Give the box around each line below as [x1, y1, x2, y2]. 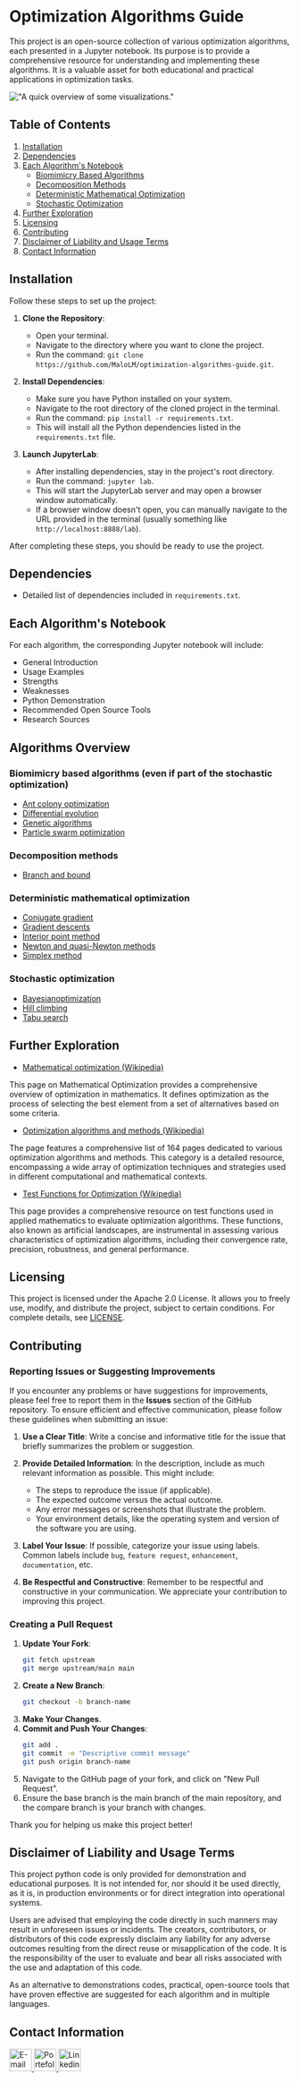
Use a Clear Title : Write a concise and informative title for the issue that [21, 1431, 287, 1442]
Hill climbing [21, 1003, 69, 1013]
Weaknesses [21, 686, 70, 696]
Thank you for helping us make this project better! [9, 1819, 194, 1830]
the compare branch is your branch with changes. [21, 1802, 206, 1813]
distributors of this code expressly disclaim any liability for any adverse [9, 1933, 270, 1944]
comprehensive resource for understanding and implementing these [9, 55, 261, 65]
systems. [9, 1898, 43, 1908]
